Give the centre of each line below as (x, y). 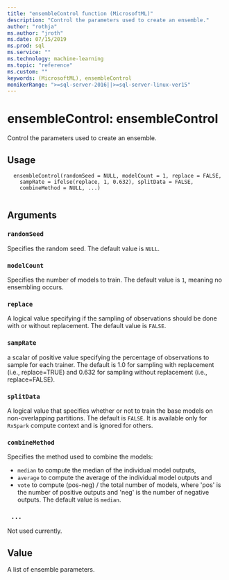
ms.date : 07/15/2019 (37, 40)
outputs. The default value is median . (69, 500)
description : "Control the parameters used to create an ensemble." (108, 20)
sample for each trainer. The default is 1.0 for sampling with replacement (111, 364)
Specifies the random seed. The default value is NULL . (84, 248)
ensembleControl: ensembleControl (113, 119)
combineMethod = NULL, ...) (60, 188)
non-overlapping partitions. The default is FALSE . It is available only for (107, 418)
